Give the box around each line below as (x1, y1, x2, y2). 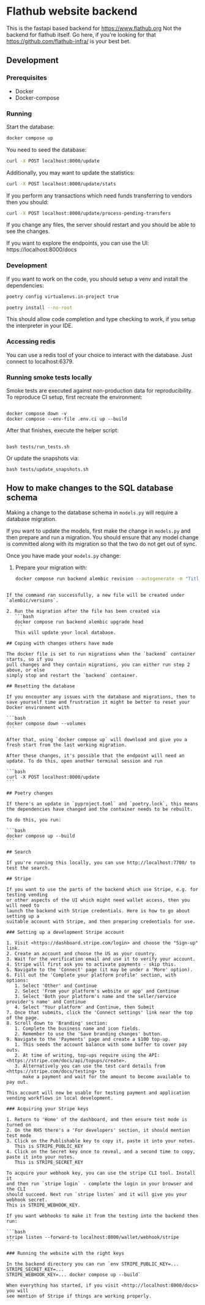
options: (6, 977, 29, 983)
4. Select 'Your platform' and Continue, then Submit (14, 1004, 155, 1010)
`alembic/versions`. (6, 597, 59, 604)
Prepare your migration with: (15, 564, 88, 571)
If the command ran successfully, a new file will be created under (6, 592, 185, 598)
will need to (6, 902, 40, 909)
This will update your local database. (14, 629, 116, 635)
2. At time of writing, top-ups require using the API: (14, 1052, 160, 1059)
